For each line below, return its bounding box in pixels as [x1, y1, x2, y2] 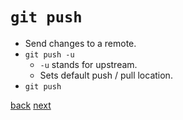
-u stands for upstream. [39, 58, 138, 70]
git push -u [24, 49, 75, 60]
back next [10, 99, 52, 111]
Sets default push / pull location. [39, 69, 173, 81]
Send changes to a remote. [24, 37, 137, 49]
